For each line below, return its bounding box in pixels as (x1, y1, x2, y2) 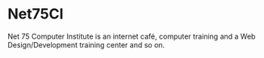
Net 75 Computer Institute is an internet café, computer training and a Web (7, 31, 256, 41)
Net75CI (7, 5, 64, 23)
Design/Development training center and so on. (7, 39, 166, 49)
